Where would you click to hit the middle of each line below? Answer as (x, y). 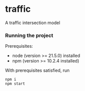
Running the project (29, 35)
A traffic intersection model (33, 23)
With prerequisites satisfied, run (37, 70)
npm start (15, 84)
